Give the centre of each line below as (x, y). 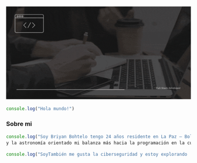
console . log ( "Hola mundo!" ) (40, 109)
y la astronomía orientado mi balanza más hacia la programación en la (95, 143)
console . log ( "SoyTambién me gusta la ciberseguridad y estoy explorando (97, 154)
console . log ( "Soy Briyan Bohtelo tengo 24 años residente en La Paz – (94, 137)
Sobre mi (19, 124)
